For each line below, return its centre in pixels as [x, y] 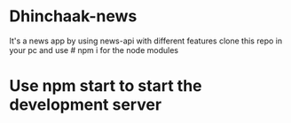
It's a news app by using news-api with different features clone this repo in [145, 41]
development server [86, 105]
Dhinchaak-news [73, 16]
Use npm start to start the [106, 86]
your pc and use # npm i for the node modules [94, 50]
